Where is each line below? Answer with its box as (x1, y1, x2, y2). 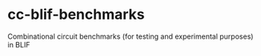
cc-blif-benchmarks (7, 6, 145, 24)
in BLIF (7, 39, 30, 49)
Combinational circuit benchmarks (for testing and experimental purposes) (7, 32, 254, 41)
